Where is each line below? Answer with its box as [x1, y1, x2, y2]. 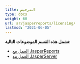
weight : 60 [5, 16, 27, 21]
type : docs [5, 12, 27, 17]
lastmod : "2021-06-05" [5, 25, 52, 30]
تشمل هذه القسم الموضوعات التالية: [5, 39, 71, 44]
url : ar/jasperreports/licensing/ [5, 21, 76, 26]
